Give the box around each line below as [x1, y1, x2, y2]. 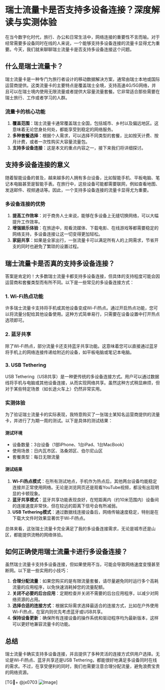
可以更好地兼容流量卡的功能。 [12, 621, 73, 627]
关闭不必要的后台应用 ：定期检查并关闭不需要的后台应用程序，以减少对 [12, 591, 155, 596]
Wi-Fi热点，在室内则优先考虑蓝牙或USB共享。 [12, 609, 106, 615]
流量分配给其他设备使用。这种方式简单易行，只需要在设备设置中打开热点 [13, 311, 160, 317]
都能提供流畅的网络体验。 [13, 531, 65, 537]
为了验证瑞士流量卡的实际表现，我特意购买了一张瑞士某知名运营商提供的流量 [5, 412, 160, 418]
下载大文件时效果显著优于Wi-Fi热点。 [12, 515, 88, 521]
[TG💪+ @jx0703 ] [5, 679, 58, 685]
